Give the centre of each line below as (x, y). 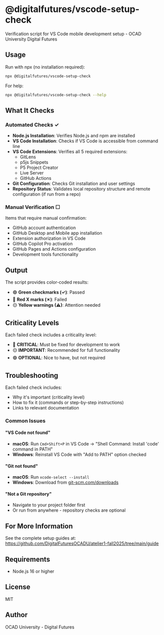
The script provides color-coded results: (47, 282)
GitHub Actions (36, 178)
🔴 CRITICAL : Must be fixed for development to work (66, 345)
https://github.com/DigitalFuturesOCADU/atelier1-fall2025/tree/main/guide (82, 544)
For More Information (39, 526)
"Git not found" (22, 466)
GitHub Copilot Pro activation (42, 244)
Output (16, 270)
